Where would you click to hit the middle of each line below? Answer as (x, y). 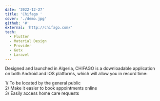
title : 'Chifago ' (24, 14)
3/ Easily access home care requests (42, 93)
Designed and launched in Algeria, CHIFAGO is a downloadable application (80, 68)
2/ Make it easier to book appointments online (51, 88)
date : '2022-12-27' (25, 9)
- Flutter (19, 37)
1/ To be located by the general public (43, 83)
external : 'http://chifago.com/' (39, 28)
